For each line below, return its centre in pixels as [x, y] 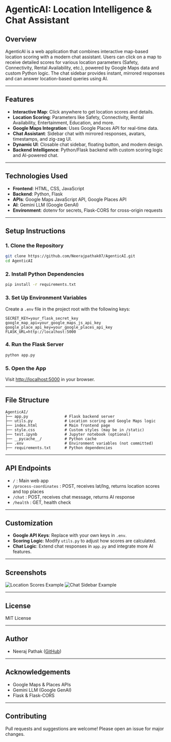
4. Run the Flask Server [35, 345]
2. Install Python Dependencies [45, 274]
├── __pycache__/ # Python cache [51, 439]
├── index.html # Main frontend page [58, 425]
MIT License [18, 618]
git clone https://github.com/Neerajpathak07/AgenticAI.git [70, 256]
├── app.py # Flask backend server [60, 416]
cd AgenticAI [19, 261]
